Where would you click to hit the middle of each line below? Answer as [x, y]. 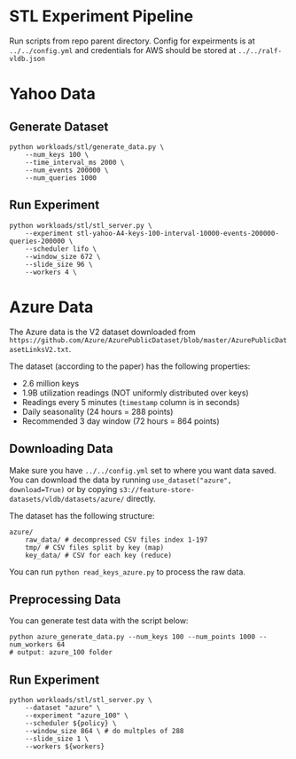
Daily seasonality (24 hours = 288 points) [97, 411]
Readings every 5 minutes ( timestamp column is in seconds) [131, 402]
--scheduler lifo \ [61, 249]
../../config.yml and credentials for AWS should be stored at [123, 50]
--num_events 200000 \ [67, 170]
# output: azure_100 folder [61, 653]
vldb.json [27, 59]
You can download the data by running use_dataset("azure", [121, 480]
